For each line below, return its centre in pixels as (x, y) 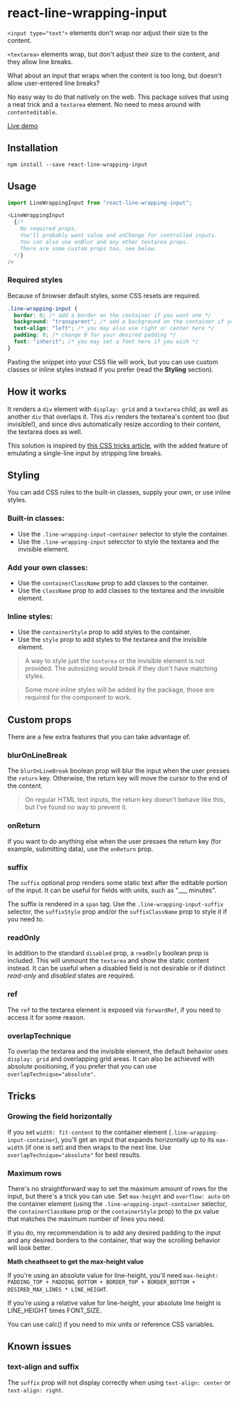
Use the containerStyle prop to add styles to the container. (105, 632)
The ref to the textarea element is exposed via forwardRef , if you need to (114, 1010)
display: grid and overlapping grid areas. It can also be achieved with (111, 1059)
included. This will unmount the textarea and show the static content (108, 961)
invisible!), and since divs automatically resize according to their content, (114, 424)
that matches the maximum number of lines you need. (86, 1219)
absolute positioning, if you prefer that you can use (82, 1066)
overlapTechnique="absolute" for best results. (74, 1155)
